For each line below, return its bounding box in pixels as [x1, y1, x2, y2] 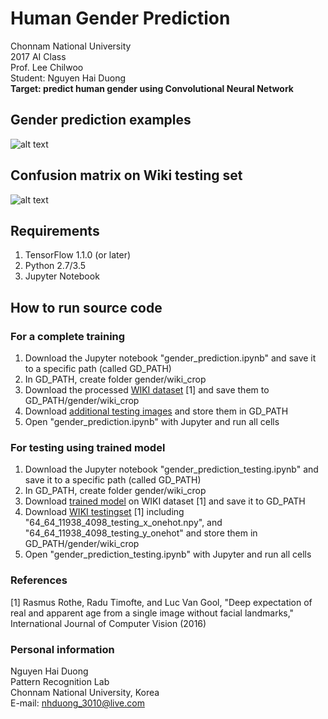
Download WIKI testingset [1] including [24, 506, 185, 518]
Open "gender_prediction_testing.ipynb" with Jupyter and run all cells [24, 548, 312, 561]
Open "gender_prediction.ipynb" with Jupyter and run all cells [24, 416, 280, 428]
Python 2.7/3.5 [24, 260, 87, 272]
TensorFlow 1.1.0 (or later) [24, 249, 132, 261]
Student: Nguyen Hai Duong [10, 72, 127, 84]
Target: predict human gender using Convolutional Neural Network [10, 82, 294, 94]
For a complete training [10, 329, 126, 343]
